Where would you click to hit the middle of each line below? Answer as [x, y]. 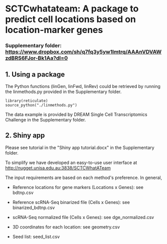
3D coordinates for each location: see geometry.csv [66, 227]
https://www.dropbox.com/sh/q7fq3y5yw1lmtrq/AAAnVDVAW [83, 52]
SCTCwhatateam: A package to [72, 9]
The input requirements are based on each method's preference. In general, [83, 177]
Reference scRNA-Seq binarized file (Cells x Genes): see [71, 202]
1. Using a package [35, 74]
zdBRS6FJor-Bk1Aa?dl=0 [37, 58]
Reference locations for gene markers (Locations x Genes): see [78, 187]
